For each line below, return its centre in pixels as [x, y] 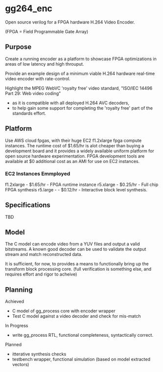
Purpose [18, 47]
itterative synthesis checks [39, 354]
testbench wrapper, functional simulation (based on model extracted [81, 359]
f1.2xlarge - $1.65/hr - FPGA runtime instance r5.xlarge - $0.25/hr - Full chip [82, 185]
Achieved [15, 302]
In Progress [17, 325]
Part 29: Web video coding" [33, 93]
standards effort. [29, 113]
